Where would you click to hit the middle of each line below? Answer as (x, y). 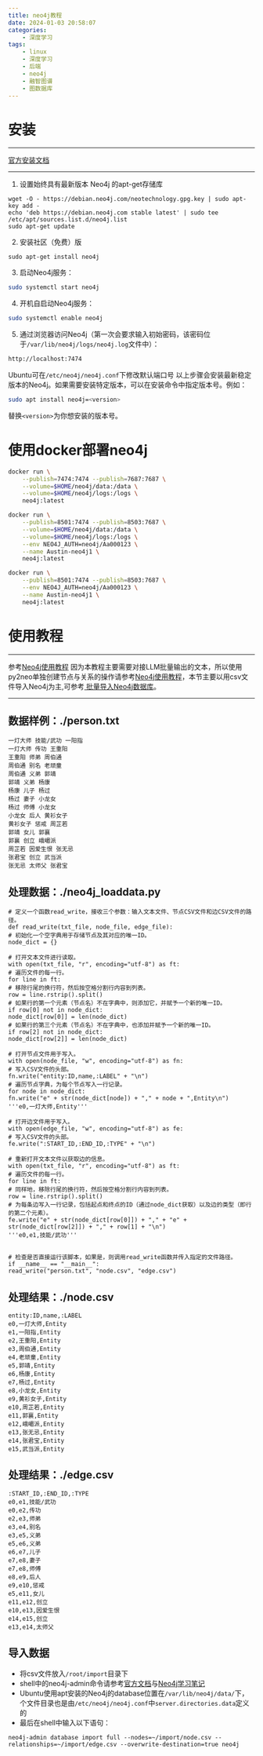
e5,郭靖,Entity (32, 1366)
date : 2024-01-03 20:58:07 (52, 23)
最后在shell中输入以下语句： (65, 1722)
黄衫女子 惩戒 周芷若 (38, 824)
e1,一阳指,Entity (34, 1332)
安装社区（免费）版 (50, 242)
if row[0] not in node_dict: (56, 1010)
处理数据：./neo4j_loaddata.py (85, 892)
